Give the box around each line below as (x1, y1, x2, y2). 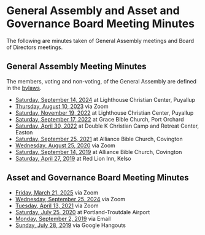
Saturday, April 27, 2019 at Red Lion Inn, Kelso (15, 155, 131, 162)
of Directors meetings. (6, 44, 63, 51)
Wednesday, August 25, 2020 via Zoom (15, 142, 115, 149)
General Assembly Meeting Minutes (6, 61, 147, 72)
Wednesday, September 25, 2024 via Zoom (15, 195, 126, 202)
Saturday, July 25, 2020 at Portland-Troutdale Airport (15, 208, 150, 215)
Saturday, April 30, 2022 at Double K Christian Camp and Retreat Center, (15, 122, 199, 129)
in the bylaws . (6, 84, 42, 91)
